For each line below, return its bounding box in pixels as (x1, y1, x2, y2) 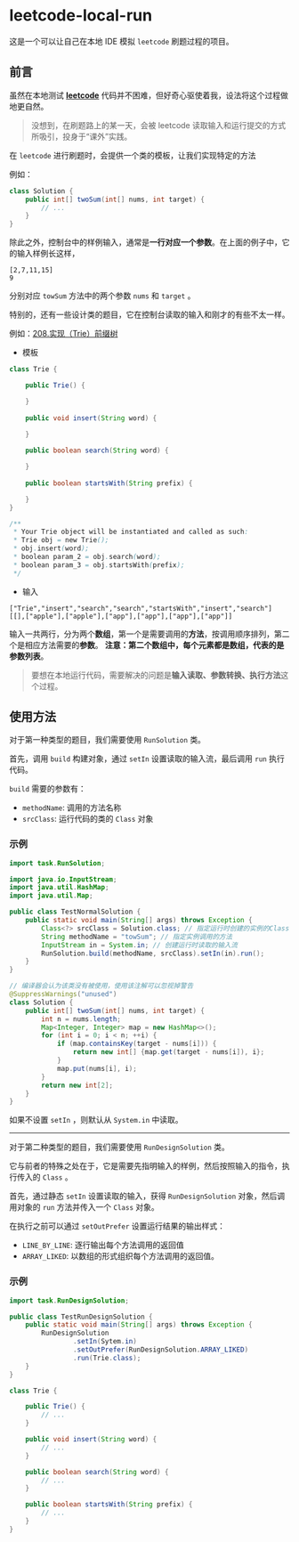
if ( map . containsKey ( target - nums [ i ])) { (56, 1039, 217, 1049)
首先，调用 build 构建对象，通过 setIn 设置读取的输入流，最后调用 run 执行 (9, 753, 285, 764)
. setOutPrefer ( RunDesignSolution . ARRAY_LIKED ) (72, 1345, 249, 1354)
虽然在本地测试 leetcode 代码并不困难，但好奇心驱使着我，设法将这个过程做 (9, 90, 289, 101)
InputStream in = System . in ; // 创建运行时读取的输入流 (41, 940, 238, 949)
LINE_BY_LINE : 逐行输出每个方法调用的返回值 (21, 1239, 184, 1251)
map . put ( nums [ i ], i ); (56, 1064, 138, 1073)
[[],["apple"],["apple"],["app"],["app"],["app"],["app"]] (9, 612, 233, 621)
